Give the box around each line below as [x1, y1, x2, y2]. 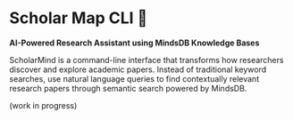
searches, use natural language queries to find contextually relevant [9, 73, 260, 84]
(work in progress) [9, 100, 78, 110]
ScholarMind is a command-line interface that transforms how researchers [9, 54, 284, 65]
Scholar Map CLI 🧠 [9, 8, 148, 28]
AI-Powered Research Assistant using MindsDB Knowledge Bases [9, 37, 260, 48]
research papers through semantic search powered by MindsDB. [9, 83, 247, 93]
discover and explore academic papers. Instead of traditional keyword [9, 64, 267, 75]
